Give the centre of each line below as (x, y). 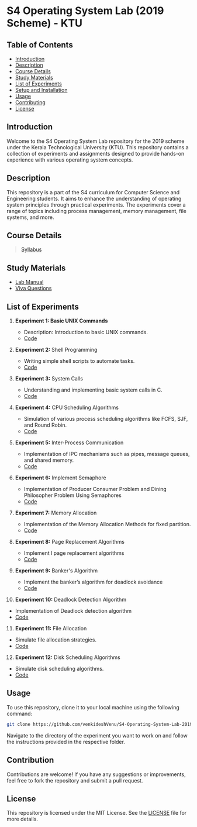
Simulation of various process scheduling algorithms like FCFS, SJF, (106, 419)
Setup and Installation (41, 90)
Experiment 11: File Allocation (51, 629)
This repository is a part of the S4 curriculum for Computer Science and (93, 192)
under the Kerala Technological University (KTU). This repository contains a (98, 147)
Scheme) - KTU (45, 23)
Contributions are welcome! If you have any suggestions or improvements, (96, 774)
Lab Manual (29, 282)
